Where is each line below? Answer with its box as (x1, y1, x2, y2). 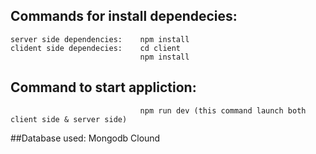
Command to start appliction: (10, 79, 197, 96)
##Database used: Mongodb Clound (10, 132, 161, 144)
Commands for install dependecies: (10, 8, 238, 25)
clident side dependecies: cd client (10, 43, 182, 53)
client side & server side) (10, 114, 128, 124)
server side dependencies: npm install (10, 34, 190, 44)
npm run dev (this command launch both (139, 105, 307, 116)
